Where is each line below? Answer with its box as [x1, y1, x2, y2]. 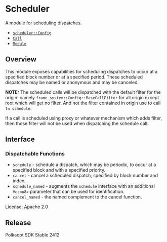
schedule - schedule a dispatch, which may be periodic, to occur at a [12, 162, 156, 168]
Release [5, 218, 31, 227]
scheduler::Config [12, 30, 52, 35]
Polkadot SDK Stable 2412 [5, 232, 60, 238]
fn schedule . [5, 105, 32, 111]
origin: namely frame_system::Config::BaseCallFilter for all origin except [5, 94, 159, 100]
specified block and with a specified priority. [12, 167, 106, 173]
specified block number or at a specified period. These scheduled [5, 74, 143, 80]
